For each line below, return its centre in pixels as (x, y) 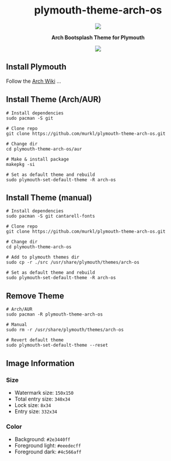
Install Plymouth (36, 67)
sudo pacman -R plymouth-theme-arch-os (55, 314)
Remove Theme (35, 296)
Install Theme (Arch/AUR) (54, 99)
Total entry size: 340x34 (42, 399)
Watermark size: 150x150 (44, 392)
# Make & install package (37, 159)
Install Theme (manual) (49, 197)
